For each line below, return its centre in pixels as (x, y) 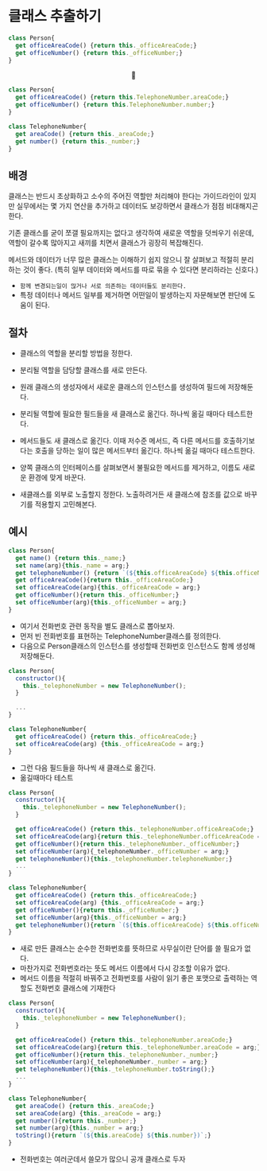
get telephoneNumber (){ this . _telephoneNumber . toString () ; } (115, 1070)
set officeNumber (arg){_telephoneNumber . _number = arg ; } (112, 1062)
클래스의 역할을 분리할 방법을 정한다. (76, 353)
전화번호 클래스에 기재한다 (75, 988)
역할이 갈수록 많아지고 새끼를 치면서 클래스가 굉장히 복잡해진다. (106, 243)
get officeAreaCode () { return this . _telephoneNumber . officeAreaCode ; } (135, 829)
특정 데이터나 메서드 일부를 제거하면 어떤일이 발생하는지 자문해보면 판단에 (133, 295)
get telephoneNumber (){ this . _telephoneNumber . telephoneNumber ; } (124, 859)
